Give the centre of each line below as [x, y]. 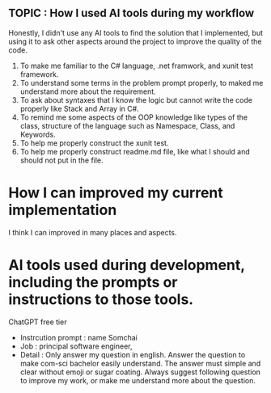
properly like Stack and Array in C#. [79, 108]
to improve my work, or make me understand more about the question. [138, 380]
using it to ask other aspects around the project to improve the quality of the [135, 41]
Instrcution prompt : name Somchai [78, 337]
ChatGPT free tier [38, 322]
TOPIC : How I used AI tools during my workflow [131, 13]
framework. [39, 74]
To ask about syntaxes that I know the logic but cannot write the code [136, 99]
